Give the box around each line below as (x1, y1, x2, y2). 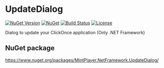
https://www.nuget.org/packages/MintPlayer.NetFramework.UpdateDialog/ (5, 57, 159, 63)
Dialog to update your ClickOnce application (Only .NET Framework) (5, 29, 146, 35)
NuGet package (5, 44, 55, 53)
